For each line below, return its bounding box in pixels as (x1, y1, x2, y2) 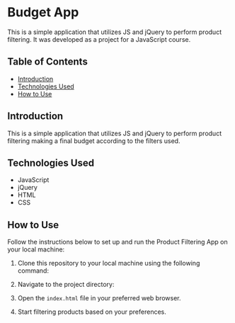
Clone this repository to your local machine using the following (17, 259, 200, 268)
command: (17, 266, 50, 275)
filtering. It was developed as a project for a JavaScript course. (7, 35, 191, 43)
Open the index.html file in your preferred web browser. (17, 294, 182, 302)
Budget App (7, 4, 79, 21)
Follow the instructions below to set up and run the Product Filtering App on (7, 238, 228, 246)
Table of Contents (7, 56, 88, 68)
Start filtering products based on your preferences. (17, 307, 166, 316)
